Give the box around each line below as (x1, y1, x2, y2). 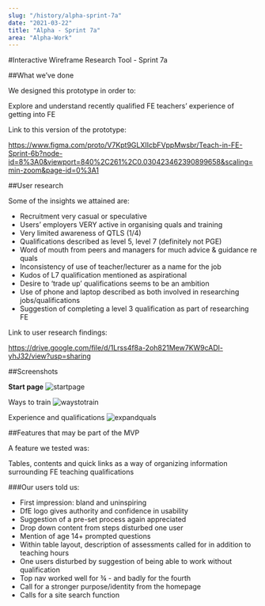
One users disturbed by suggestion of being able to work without (19, 557, 233, 566)
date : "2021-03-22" (8, 19, 73, 27)
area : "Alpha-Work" (8, 33, 73, 42)
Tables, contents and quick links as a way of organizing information (8, 459, 228, 468)
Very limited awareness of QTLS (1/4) (19, 229, 142, 238)
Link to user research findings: (8, 328, 108, 337)
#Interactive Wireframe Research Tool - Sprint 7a (8, 55, 168, 65)
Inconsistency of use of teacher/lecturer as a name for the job (19, 262, 221, 271)
